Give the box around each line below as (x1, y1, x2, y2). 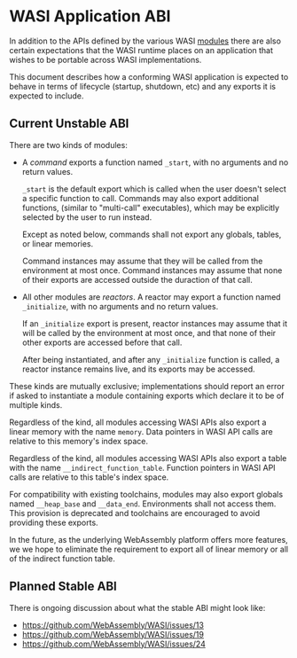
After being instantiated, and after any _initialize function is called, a (21, 354, 280, 364)
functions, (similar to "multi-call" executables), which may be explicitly (21, 202, 280, 213)
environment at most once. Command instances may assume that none (21, 264, 283, 276)
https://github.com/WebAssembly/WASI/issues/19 (21, 629, 204, 639)
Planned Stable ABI (9, 579, 117, 594)
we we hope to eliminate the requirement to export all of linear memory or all (9, 544, 289, 554)
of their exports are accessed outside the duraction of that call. (21, 274, 253, 285)
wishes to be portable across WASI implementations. (9, 54, 202, 65)
